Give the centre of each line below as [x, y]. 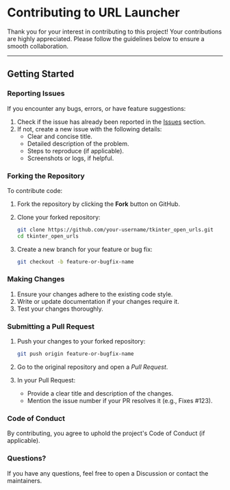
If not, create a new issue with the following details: [89, 129]
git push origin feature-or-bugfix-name [75, 354]
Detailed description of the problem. [78, 143]
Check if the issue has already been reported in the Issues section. [111, 122]
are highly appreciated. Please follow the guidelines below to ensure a [106, 38]
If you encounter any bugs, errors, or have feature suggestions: [97, 108]
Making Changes [36, 279]
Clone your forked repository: [59, 217]
